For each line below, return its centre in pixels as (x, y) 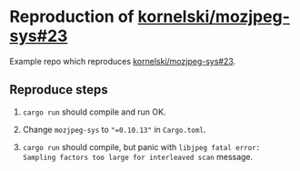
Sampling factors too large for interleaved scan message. (138, 156)
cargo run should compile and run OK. (94, 112)
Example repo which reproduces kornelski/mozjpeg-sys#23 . (123, 61)
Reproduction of (72, 17)
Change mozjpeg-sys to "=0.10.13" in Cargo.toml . (114, 129)
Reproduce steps (59, 90)
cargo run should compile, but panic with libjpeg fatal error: (141, 146)
